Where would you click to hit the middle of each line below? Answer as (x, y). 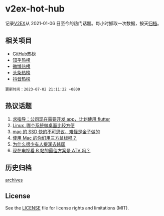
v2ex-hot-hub (35, 9)
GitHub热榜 (24, 54)
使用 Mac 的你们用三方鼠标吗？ (45, 138)
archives (14, 180)
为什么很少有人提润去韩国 (39, 144)
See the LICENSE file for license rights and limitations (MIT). (67, 208)
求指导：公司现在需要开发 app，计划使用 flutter (61, 119)
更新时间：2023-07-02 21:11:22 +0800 (43, 89)
